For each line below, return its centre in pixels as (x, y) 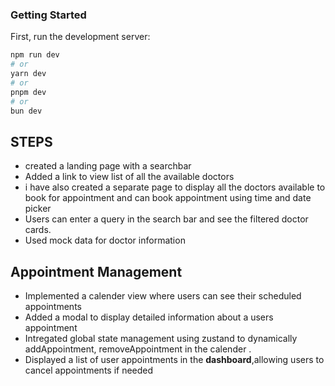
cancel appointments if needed (89, 370)
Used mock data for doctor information (105, 240)
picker (38, 209)
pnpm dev (28, 92)
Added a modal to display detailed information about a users (149, 317)
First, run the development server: (80, 37)
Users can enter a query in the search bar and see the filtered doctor (166, 219)
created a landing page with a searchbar (108, 166)
